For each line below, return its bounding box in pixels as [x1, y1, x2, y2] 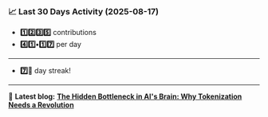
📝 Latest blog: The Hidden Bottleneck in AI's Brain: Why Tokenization [8, 92, 242, 101]
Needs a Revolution [8, 100, 74, 110]
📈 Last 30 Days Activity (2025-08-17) [8, 6, 160, 17]
